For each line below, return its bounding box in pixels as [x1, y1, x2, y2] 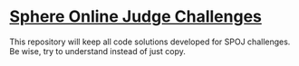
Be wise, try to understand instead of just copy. [9, 45, 186, 56]
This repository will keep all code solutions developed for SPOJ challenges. [9, 36, 291, 47]
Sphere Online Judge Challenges [9, 6, 263, 27]
